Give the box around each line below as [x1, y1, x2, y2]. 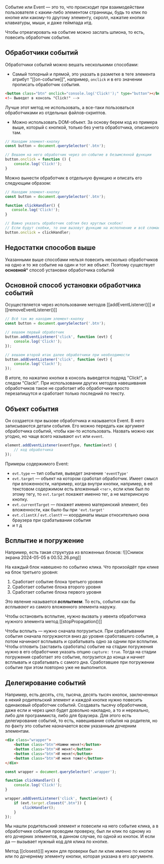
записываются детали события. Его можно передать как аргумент [5, 423, 145, 429]
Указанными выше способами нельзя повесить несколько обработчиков [5, 257, 158, 263]
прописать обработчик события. [12, 81, 81, 87]
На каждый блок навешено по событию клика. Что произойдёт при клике [5, 564, 159, 570]
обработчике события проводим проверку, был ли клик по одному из [5, 828, 151, 834]
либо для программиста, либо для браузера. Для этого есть [5, 713, 132, 719]
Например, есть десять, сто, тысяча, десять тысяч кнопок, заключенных [5, 692, 158, 697]
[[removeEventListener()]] [5, 307, 58, 313]
